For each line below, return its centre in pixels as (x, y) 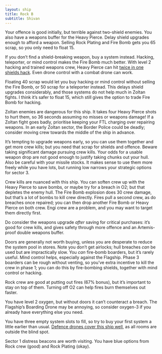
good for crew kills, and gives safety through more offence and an (71, 228)
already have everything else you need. (44, 312)
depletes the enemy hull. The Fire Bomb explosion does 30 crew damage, (78, 192)
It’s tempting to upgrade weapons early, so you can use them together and (79, 142)
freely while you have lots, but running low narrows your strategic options (78, 168)
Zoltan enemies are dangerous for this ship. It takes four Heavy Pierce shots (81, 112)
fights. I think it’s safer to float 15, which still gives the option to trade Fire (78, 97)
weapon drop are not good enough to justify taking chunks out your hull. (77, 157)
